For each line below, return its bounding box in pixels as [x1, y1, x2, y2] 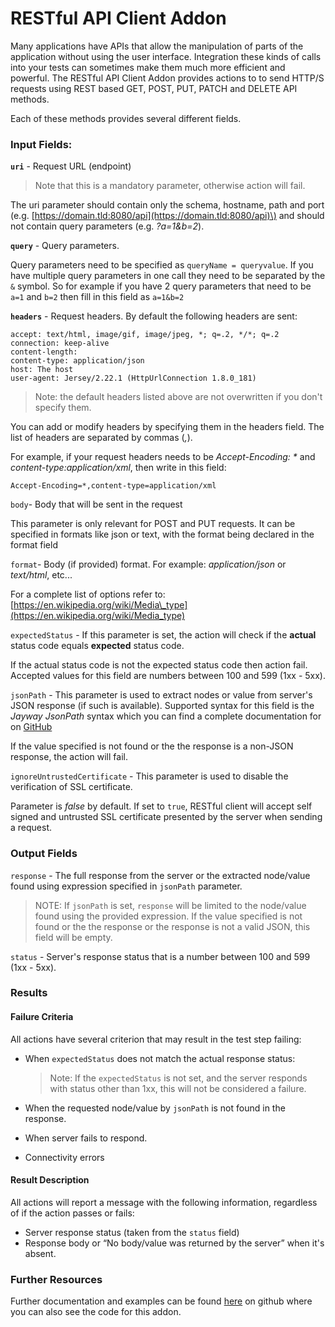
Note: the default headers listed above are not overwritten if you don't [34, 391, 323, 403]
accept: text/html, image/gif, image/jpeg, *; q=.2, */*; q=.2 [10, 330, 280, 340]
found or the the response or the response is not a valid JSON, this [34, 920, 311, 932]
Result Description [10, 1174, 90, 1186]
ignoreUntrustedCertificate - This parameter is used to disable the [10, 770, 289, 782]
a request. [10, 822, 53, 834]
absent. [24, 1247, 57, 1259]
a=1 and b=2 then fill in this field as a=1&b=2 [10, 291, 185, 303]
